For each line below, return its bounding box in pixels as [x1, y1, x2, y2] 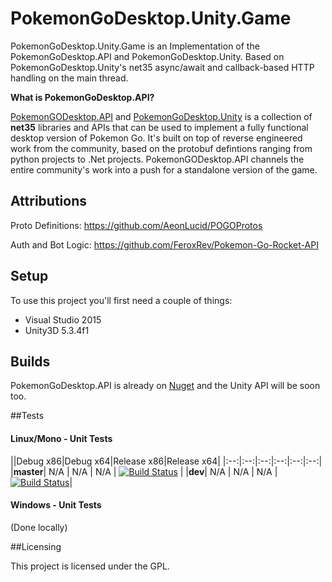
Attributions [10, 193, 88, 210]
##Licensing [10, 540, 62, 552]
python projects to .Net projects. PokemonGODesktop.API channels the [10, 153, 305, 165]
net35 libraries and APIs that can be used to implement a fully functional [10, 121, 309, 133]
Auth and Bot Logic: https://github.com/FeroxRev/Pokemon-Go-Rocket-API [10, 238, 319, 251]
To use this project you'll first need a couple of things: [10, 294, 233, 306]
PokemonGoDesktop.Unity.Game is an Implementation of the [10, 40, 260, 52]
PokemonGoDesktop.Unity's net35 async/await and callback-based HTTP [10, 61, 315, 73]
